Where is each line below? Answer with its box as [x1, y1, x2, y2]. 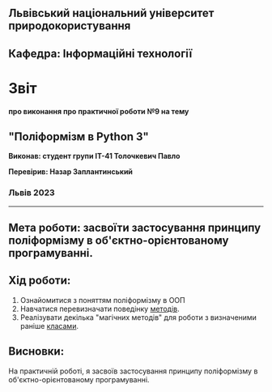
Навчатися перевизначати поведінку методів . [19, 304, 180, 313]
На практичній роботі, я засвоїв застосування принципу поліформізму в [8, 366, 258, 376]
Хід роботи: [8, 274, 71, 288]
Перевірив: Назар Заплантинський [8, 167, 134, 177]
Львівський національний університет [8, 6, 215, 20]
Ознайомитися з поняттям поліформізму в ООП [19, 295, 185, 305]
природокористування [8, 19, 131, 33]
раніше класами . [19, 321, 79, 330]
